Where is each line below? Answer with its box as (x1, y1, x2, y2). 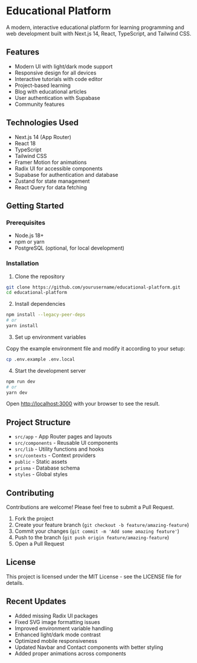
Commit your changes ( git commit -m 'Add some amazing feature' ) (14, 528, 180, 535)
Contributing (6, 488, 54, 498)
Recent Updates (6, 596, 67, 607)
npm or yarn (14, 238, 45, 245)
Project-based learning (14, 82, 71, 89)
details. (6, 579, 24, 586)
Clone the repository (14, 273, 65, 280)
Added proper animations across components (14, 649, 127, 657)
